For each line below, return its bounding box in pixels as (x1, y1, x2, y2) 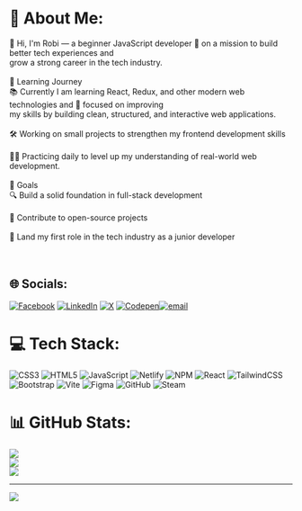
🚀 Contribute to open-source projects (9, 211, 148, 223)
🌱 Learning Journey (9, 76, 83, 86)
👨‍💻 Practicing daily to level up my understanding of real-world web (9, 150, 258, 161)
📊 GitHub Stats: (9, 412, 132, 433)
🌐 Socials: (9, 276, 68, 291)
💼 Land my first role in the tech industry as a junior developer (9, 231, 235, 242)
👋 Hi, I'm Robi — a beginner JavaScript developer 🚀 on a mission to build (9, 38, 279, 49)
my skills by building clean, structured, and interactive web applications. (9, 108, 277, 120)
